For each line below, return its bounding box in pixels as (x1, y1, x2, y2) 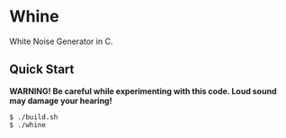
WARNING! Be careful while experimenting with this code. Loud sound (9, 85, 277, 96)
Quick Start (9, 62, 75, 77)
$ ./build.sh (9, 112, 58, 122)
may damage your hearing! (9, 95, 112, 106)
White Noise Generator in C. (9, 36, 113, 47)
